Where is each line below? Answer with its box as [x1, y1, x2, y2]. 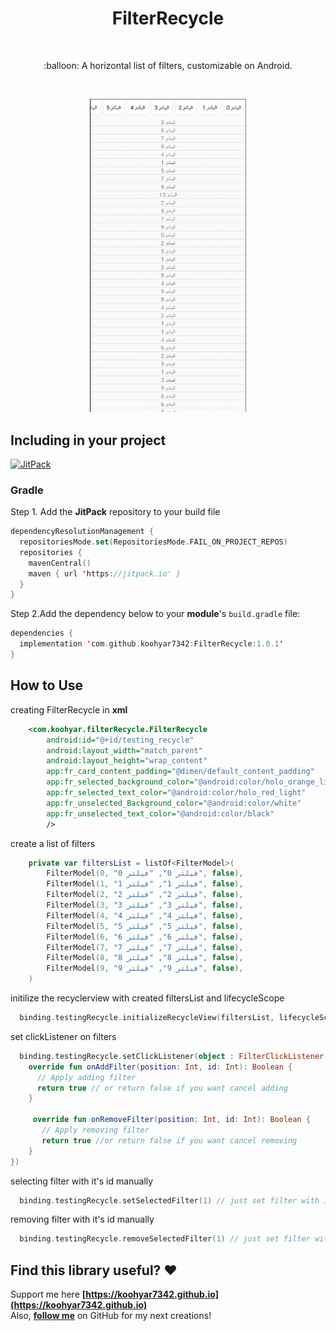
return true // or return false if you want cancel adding [36, 1083, 288, 1093]
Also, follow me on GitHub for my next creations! [10, 1310, 212, 1322]
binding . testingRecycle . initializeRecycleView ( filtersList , [19, 1013, 275, 1023]
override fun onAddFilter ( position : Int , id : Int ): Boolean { [28, 1062, 293, 1072]
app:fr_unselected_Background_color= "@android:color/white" [46, 798, 302, 808]
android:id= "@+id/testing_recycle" [46, 735, 195, 745]
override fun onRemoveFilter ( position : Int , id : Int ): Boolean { [32, 1115, 311, 1125]
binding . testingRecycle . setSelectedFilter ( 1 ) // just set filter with [19, 1195, 320, 1206]
